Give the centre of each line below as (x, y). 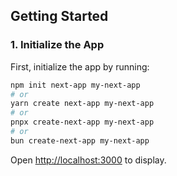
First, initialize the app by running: (80, 66)
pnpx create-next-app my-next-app (82, 122)
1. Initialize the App (57, 45)
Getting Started (59, 16)
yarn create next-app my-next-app (82, 104)
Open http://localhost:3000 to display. (88, 160)
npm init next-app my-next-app (75, 85)
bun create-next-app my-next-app (80, 140)
